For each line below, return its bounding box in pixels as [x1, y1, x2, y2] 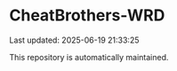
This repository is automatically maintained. [9, 51, 169, 62]
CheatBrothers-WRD [9, 5, 165, 26]
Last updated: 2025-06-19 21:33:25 [9, 35, 140, 45]
